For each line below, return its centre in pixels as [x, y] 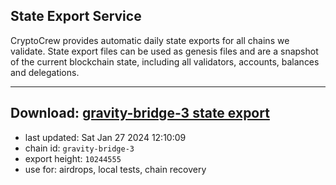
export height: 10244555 [73, 158]
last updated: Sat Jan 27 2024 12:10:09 [105, 137]
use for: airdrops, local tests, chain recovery [115, 169]
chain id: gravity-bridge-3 [79, 148]
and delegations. [45, 72]
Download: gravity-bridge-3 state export [140, 113]
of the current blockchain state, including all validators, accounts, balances [165, 61]
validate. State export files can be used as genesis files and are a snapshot [164, 51]
